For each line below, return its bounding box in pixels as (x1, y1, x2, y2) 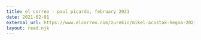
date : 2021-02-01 (6, 14, 50, 20)
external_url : (6, 19, 42, 25)
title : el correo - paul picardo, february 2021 (6, 8, 130, 15)
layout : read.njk (6, 25, 50, 31)
